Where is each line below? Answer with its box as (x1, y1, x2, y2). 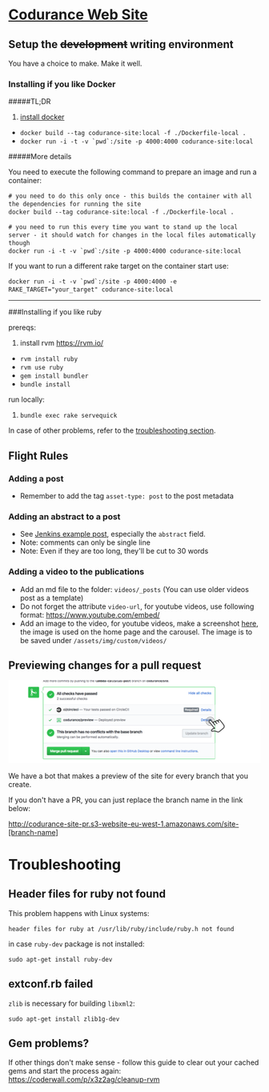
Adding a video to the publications (8, 566, 145, 578)
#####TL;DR (8, 97, 51, 106)
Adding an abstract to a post (8, 510, 121, 522)
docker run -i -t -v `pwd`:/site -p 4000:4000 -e (8, 278, 178, 286)
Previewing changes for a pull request (8, 658, 202, 672)
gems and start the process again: (8, 1066, 122, 1076)
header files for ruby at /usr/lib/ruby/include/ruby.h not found (8, 925, 235, 933)
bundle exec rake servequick (19, 412, 118, 420)
